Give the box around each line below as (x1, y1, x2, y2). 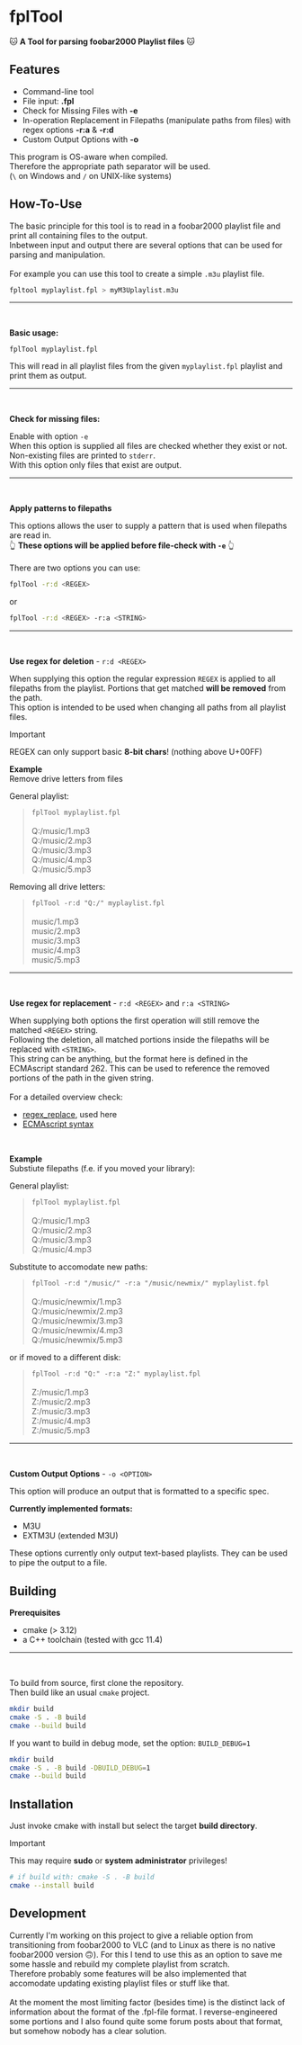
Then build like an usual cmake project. (9, 1687, 150, 1698)
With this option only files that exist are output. (9, 460, 182, 471)
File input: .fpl (22, 95, 75, 106)
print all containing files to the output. (9, 229, 148, 240)
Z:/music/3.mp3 (31, 1406, 91, 1417)
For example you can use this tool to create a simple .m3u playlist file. (9, 268, 265, 279)
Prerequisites (9, 1608, 61, 1618)
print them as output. (9, 371, 87, 381)
